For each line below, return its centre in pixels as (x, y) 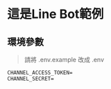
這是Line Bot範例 (55, 14)
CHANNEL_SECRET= (31, 79)
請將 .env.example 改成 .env (64, 60)
